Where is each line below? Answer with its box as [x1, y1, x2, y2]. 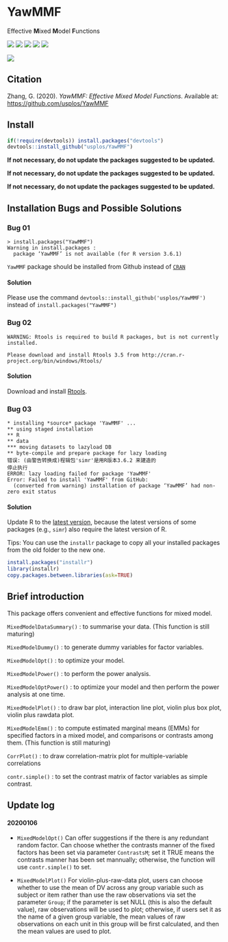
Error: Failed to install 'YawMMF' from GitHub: [7, 476, 149, 483]
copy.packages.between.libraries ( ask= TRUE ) [7, 572, 134, 579]
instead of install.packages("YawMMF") [7, 301, 117, 309]
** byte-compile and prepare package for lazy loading [7, 450, 167, 457]
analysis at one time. [7, 690, 66, 698]
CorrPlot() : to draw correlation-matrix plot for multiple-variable [7, 751, 188, 760]
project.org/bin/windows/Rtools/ [7, 357, 103, 364]
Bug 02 [7, 318, 32, 328]
